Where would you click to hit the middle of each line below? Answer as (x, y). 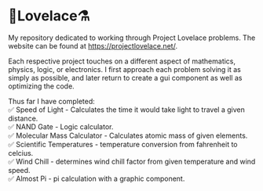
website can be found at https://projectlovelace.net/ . (93, 45)
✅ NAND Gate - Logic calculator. (61, 126)
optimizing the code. (41, 86)
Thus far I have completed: (52, 101)
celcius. (21, 153)
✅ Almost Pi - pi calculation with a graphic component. (97, 178)
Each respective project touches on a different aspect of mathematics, (122, 61)
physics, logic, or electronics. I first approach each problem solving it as (124, 69)
